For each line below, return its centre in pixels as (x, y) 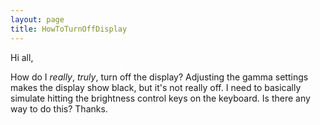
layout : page (37, 19)
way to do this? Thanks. (59, 108)
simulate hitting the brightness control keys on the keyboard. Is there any (160, 98)
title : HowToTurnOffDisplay (69, 29)
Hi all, (22, 57)
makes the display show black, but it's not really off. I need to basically (156, 87)
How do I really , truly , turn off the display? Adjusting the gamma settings (159, 77)
